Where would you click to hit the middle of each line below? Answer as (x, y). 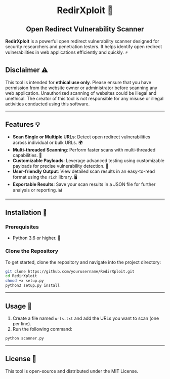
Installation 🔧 (26, 213)
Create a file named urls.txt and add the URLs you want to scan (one (86, 318)
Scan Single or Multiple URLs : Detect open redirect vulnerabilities (81, 137)
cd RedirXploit (21, 276)
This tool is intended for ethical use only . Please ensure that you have (78, 82)
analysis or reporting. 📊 (38, 190)
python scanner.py (25, 338)
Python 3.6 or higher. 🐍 (36, 238)
